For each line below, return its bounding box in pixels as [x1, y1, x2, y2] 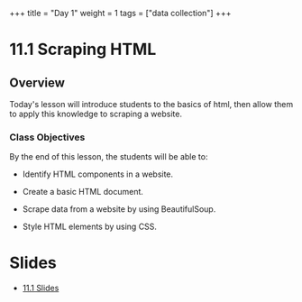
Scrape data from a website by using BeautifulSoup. [22, 204, 216, 215]
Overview [9, 75, 66, 90]
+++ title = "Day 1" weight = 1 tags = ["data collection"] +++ [9, 8, 232, 18]
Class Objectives [9, 131, 86, 143]
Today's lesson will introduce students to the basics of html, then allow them [9, 99, 294, 109]
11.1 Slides [22, 283, 59, 294]
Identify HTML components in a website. [22, 169, 174, 179]
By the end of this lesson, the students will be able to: [9, 151, 208, 162]
